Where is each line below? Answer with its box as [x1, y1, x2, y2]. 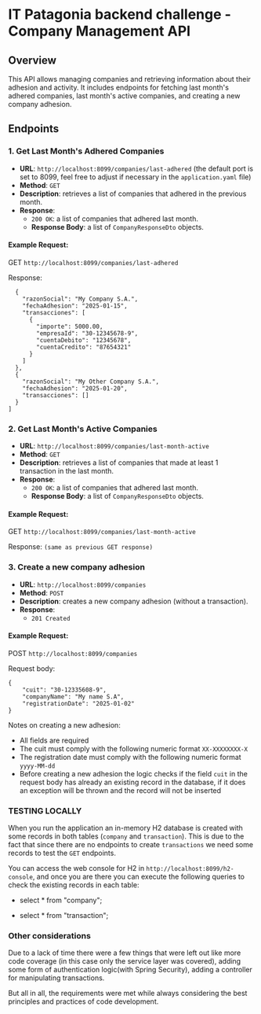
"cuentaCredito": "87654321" [36, 343, 132, 351]
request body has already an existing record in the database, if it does [19, 777, 246, 787]
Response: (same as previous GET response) [8, 542, 154, 551]
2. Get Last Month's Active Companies [8, 423, 158, 434]
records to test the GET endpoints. [8, 848, 116, 858]
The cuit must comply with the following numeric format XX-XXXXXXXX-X [19, 743, 248, 753]
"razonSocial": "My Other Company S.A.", [22, 378, 159, 385]
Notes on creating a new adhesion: [8, 720, 121, 729]
